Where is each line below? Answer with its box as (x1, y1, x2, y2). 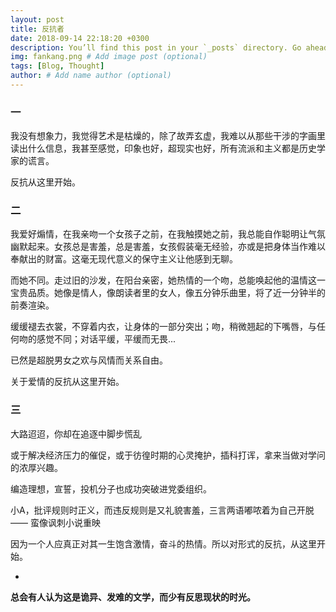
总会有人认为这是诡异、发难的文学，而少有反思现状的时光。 (10, 591, 256, 603)
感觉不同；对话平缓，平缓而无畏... (36, 333, 177, 345)
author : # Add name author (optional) (10, 71, 172, 81)
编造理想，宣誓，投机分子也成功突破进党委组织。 (10, 482, 212, 495)
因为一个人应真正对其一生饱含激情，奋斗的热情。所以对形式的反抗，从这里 (10, 537, 317, 550)
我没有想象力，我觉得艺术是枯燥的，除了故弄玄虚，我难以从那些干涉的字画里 (10, 130, 326, 142)
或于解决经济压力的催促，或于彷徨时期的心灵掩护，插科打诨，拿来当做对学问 (10, 449, 326, 461)
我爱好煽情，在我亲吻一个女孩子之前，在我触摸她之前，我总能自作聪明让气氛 (10, 228, 326, 240)
